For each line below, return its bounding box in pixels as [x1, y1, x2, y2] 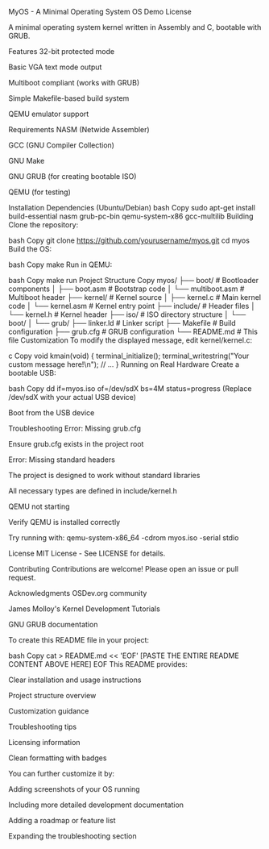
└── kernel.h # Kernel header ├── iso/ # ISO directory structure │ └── [8, 310, 246, 319]
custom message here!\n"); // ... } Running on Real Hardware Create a [8, 360, 240, 369]
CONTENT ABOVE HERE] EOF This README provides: [8, 660, 188, 668]
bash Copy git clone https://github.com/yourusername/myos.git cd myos [8, 235, 250, 245]
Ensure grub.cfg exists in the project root [8, 439, 144, 448]
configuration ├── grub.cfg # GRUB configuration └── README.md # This [8, 327, 258, 336]
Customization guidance [8, 706, 89, 716]
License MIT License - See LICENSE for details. [8, 548, 166, 558]
